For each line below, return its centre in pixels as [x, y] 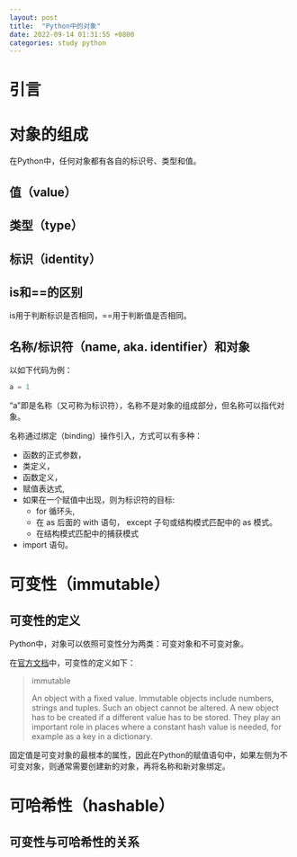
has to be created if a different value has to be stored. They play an [156, 718]
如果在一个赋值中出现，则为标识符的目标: [99, 500]
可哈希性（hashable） [92, 806]
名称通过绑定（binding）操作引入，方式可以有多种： [106, 436]
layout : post [34, 18]
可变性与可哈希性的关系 [74, 842]
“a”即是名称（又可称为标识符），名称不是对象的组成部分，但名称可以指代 [143, 406]
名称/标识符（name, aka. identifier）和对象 [130, 347]
